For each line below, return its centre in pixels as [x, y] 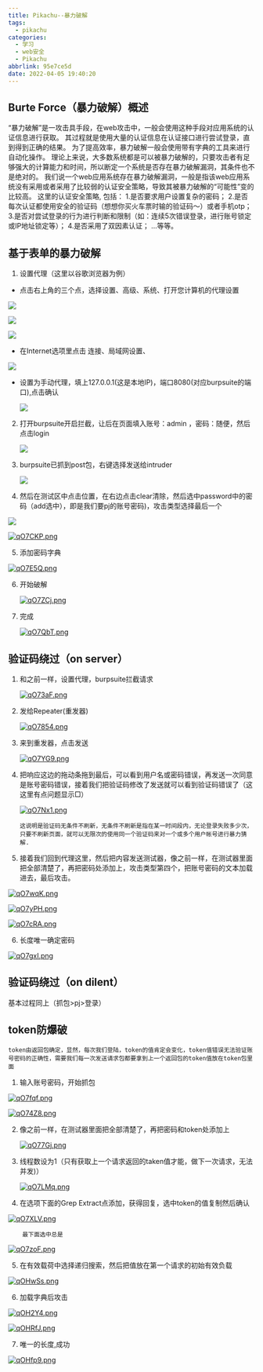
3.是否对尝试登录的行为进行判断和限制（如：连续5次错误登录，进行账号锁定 [130, 216]
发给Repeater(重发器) [54, 711]
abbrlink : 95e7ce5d [40, 67]
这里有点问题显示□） [54, 794]
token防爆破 [38, 1030]
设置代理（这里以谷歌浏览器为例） [74, 274]
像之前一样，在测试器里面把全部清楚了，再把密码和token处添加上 [124, 1129]
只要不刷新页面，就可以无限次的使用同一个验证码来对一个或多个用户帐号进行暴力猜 [133, 834]
